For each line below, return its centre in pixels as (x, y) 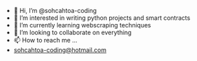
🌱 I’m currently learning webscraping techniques (82, 25)
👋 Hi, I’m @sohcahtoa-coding (55, 11)
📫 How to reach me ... (45, 40)
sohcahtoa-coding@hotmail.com (60, 50)
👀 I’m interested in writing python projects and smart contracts (102, 18)
